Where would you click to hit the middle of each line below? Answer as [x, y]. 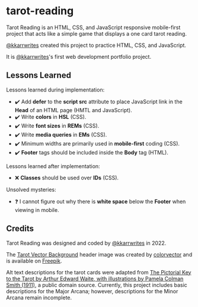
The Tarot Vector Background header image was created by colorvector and [99, 254]
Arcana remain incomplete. [39, 297]
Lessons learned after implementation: [53, 166]
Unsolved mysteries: [31, 189]
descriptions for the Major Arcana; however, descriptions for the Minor [92, 291]
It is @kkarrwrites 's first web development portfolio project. [79, 56]
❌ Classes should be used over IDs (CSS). [67, 178]
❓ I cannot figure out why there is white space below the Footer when [100, 201]
